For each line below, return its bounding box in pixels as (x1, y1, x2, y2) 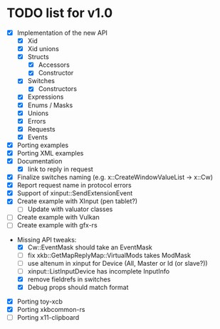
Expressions (27, 92, 64, 101)
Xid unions (27, 45, 60, 53)
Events (27, 133, 48, 141)
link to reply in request (27, 165, 93, 173)
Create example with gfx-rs (16, 221, 98, 230)
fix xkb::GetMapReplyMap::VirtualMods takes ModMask (27, 251, 192, 259)
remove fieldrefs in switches (27, 275, 111, 284)
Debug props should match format (27, 283, 129, 291)
